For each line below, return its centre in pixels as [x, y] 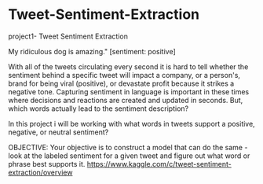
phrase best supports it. [47, 164]
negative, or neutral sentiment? [58, 132]
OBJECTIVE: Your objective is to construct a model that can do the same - [128, 147]
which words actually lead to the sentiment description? [99, 109]
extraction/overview [40, 172]
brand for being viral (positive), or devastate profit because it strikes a [121, 83]
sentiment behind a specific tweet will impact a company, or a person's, [124, 75]
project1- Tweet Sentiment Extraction [68, 36]
